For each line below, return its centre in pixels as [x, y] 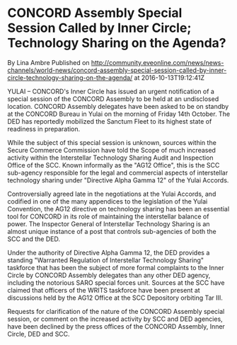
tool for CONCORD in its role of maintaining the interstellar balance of [108, 216]
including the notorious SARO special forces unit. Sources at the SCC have [116, 282]
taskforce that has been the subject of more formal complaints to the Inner [116, 267]
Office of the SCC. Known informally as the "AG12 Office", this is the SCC [114, 165]
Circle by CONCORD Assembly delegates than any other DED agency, [109, 275]
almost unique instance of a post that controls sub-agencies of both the [112, 231]
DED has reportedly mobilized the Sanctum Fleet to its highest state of [110, 121]
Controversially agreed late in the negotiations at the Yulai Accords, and [112, 194]
